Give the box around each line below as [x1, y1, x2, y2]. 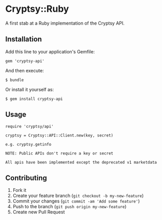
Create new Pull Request [12, 209, 65, 215]
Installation [5, 35, 42, 44]
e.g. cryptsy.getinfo [5, 142, 52, 147]
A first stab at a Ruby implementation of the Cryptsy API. [5, 20, 125, 26]
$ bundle [5, 77, 24, 83]
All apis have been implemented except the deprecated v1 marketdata [5, 159, 157, 165]
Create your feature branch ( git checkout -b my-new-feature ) [12, 193, 144, 199]
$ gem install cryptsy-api [5, 96, 63, 102]
